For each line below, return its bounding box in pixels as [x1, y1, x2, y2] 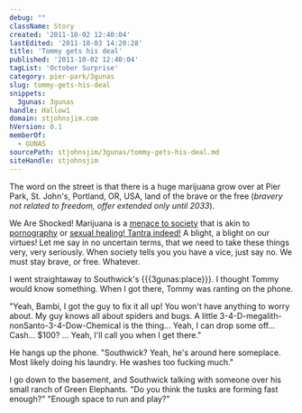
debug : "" [9, 13, 47, 23]
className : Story [9, 22, 75, 31]
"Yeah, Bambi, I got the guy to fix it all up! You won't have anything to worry [9, 300, 290, 312]
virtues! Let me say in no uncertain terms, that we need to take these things [9, 237, 290, 248]
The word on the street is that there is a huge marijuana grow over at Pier [9, 181, 281, 192]
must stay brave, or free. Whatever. [9, 256, 141, 267]
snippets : [9, 89, 47, 98]
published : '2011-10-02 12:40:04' [9, 55, 140, 64]
